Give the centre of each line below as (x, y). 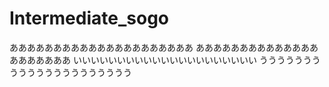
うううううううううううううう (70, 72)
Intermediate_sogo (89, 18)
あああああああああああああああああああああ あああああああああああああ (159, 47)
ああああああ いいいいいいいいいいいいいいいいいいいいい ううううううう (169, 59)
